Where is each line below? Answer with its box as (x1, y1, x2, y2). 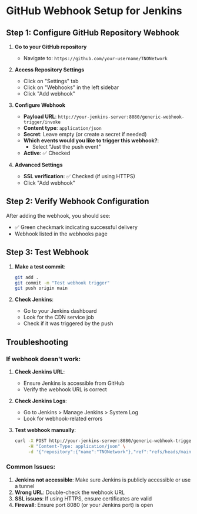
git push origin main (14, 285, 68, 292)
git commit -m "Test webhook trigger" (14, 280, 110, 286)
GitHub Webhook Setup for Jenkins (6, 4, 182, 18)
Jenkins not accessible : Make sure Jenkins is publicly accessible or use (14, 476, 191, 483)
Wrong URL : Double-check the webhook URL (14, 489, 125, 496)
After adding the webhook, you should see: (6, 212, 111, 219)
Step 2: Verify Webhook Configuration (6, 197, 149, 207)
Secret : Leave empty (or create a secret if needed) (23, 131, 147, 137)
